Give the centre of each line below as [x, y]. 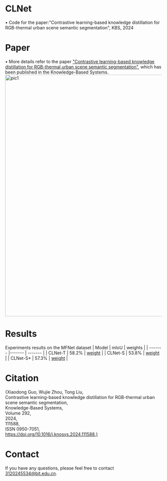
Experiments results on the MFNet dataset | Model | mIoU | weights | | [77, 347]
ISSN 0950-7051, [23, 429]
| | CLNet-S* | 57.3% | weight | [37, 358]
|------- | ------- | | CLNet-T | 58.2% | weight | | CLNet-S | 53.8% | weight [84, 353]
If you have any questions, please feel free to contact [60, 468]
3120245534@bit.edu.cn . [31, 473]
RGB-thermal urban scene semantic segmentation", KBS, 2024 [69, 27]
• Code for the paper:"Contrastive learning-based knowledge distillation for [83, 22]
